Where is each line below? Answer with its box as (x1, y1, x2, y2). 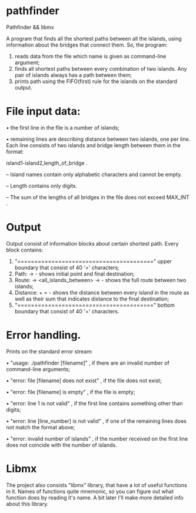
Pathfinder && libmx (6, 24, 54, 31)
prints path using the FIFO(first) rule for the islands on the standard (14, 78, 178, 85)
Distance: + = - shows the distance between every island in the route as (14, 289, 190, 296)
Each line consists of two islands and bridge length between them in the (6, 141, 181, 148)
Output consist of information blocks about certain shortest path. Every (6, 240, 179, 247)
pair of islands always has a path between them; (14, 71, 132, 78)
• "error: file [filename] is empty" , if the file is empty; (6, 388, 135, 395)
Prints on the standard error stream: (6, 347, 93, 355)
